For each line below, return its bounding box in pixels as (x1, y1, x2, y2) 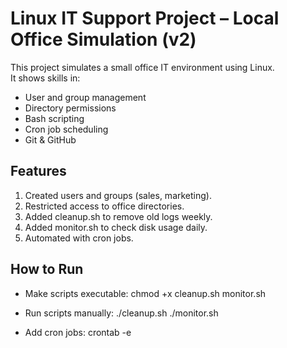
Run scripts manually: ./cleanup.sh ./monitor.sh (24, 307, 219, 319)
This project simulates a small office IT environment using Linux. (10, 61, 275, 73)
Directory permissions (24, 102, 117, 114)
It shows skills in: (10, 72, 81, 84)
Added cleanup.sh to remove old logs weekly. (24, 210, 213, 222)
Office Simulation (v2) (10, 28, 197, 51)
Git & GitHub (24, 133, 77, 146)
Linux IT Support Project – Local (10, 7, 280, 30)
